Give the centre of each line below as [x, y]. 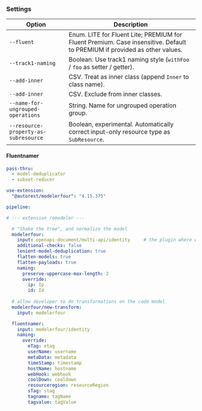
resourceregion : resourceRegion [69, 385]
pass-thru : [20, 168]
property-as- [28, 132]
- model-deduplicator [39, 174]
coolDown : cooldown [52, 380]
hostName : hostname [52, 369]
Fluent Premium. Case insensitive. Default [127, 42]
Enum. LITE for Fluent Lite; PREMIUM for [125, 35]
